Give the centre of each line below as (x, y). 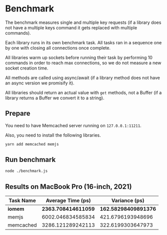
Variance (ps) (128, 201)
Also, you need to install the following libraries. (53, 135)
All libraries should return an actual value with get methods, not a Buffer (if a (83, 92)
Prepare (18, 114)
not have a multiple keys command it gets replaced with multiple (71, 27)
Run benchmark (30, 160)
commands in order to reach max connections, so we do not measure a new (83, 63)
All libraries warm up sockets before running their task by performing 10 (79, 57)
